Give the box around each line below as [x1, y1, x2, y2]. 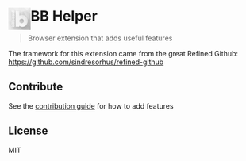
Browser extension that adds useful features [27, 33, 173, 43]
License [8, 125, 48, 138]
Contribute [8, 80, 63, 94]
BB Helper [30, 7, 98, 25]
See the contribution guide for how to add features [8, 101, 174, 110]
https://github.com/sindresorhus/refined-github [8, 57, 164, 67]
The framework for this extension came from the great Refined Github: [8, 48, 239, 58]
